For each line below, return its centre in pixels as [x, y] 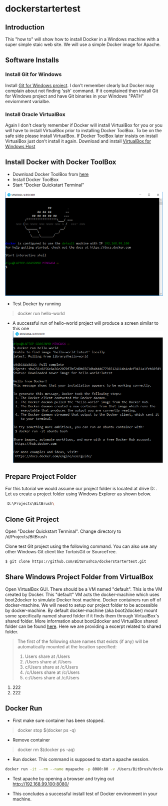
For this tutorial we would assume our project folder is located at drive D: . [81, 489]
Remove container [31, 740]
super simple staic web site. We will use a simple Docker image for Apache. [83, 45]
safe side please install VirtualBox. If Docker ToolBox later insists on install [81, 136]
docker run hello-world [41, 314]
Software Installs [32, 60]
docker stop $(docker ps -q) [46, 730]
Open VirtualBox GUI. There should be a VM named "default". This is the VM [84, 589]
